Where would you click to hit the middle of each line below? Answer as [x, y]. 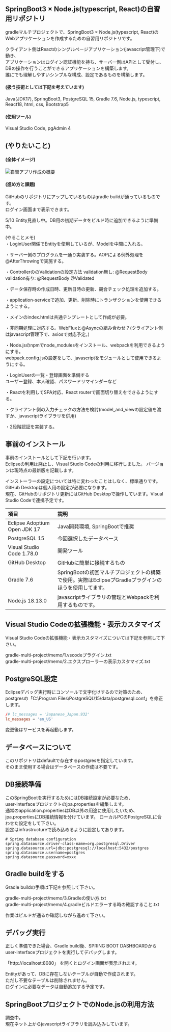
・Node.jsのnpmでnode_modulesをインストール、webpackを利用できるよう [85, 345]
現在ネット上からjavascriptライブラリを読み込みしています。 [69, 1024]
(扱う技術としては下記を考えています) [45, 87]
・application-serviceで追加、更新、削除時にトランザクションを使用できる [83, 300]
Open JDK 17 [24, 529]
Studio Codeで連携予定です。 [36, 500]
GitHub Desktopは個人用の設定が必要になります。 [57, 487]
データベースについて [39, 747]
